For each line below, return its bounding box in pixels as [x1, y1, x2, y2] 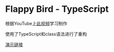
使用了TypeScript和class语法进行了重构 [5, 31, 87, 37]
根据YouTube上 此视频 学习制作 [5, 20, 68, 26]
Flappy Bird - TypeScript [5, 3, 109, 15]
